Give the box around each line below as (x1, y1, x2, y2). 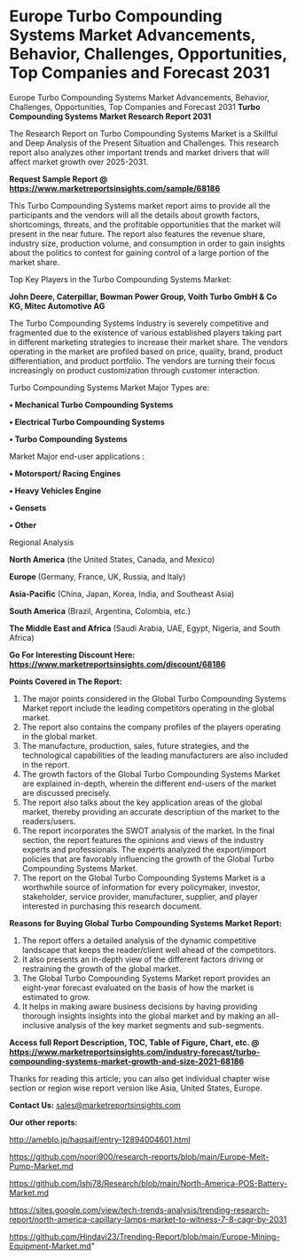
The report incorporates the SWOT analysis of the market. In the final (21, 825, 275, 836)
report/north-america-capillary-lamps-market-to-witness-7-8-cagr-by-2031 (9, 1214, 287, 1225)
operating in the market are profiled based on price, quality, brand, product (9, 346, 284, 357)
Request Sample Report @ (9, 173, 108, 184)
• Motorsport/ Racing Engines (9, 468, 121, 478)
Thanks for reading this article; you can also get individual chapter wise (9, 1073, 270, 1083)
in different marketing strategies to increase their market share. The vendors (9, 336, 288, 347)
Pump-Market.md (9, 1161, 74, 1171)
